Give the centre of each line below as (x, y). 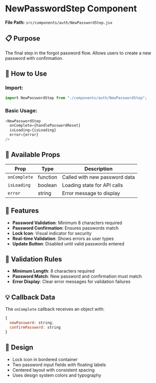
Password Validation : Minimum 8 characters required (67, 223)
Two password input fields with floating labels (59, 365)
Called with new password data (98, 177)
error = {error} (24, 135)
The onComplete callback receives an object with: (55, 309)
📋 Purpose (23, 38)
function (48, 177)
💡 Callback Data (30, 297)
